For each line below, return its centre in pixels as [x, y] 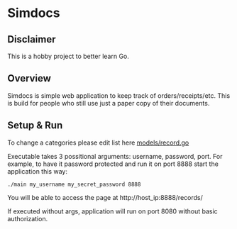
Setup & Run [35, 125]
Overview [29, 78]
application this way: [37, 171]
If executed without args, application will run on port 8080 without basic [112, 211]
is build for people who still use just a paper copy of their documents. [109, 103]
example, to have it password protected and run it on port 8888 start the [113, 164]
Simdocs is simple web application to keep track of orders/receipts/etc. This [119, 95]
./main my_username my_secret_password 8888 [74, 184]
